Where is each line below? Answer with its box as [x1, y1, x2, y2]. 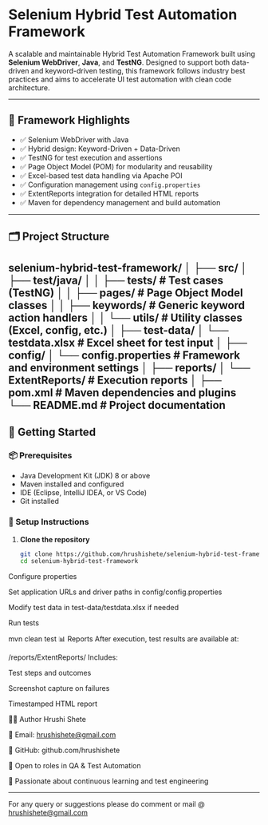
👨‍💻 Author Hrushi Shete [8, 715, 86, 724]
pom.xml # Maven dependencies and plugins [8, 386, 237, 399]
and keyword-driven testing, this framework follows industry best [30, 65, 246, 75]
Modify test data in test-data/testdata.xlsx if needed [8, 603, 179, 613]
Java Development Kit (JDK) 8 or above [19, 471, 151, 481]
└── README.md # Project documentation [8, 398, 226, 412]
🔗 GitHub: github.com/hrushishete [8, 745, 120, 756]
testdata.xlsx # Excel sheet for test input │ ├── [8, 335, 247, 349]
